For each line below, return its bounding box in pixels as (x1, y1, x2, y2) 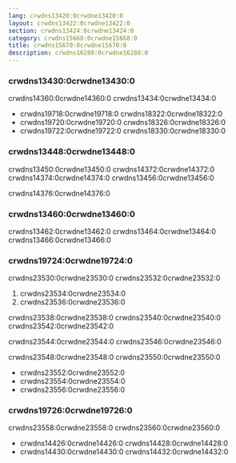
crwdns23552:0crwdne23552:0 (19, 368, 126, 377)
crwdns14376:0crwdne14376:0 (8, 188, 110, 198)
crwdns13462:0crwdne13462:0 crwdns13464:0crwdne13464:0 (8, 226, 216, 236)
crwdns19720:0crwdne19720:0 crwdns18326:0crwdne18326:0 (19, 118, 226, 127)
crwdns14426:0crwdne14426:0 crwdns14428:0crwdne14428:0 (19, 438, 229, 449)
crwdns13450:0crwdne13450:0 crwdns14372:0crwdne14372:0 (8, 164, 215, 174)
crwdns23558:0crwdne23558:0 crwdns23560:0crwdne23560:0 (8, 423, 221, 433)
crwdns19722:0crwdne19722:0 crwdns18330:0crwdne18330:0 (19, 126, 226, 136)
